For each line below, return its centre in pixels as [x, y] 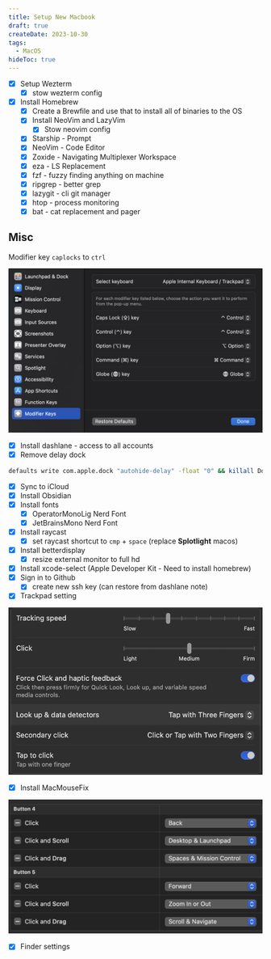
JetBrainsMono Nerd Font [75, 522]
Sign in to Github [48, 577]
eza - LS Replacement [69, 166]
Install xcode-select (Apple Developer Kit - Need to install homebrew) [135, 568]
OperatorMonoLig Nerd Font [79, 513]
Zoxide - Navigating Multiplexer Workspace [104, 157]
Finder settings [45, 947]
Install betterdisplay [53, 551]
